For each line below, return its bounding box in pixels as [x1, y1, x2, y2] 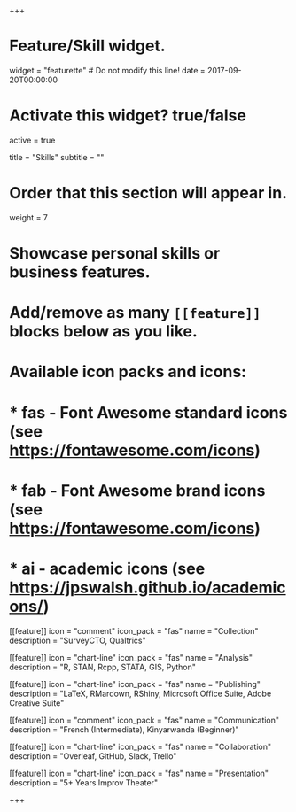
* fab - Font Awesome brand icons [9, 480, 266, 500]
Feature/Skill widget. [9, 36, 166, 56]
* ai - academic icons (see [9, 559, 206, 578]
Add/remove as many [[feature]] [9, 303, 261, 323]
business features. [9, 262, 151, 282]
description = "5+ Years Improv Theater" [9, 777, 158, 788]
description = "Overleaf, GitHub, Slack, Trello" [9, 750, 177, 762]
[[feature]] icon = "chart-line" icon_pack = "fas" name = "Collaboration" [9, 741, 272, 752]
